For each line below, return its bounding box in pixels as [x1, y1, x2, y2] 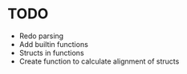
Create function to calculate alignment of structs [18, 56, 180, 66]
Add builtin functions [18, 39, 89, 49]
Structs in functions [18, 48, 85, 57]
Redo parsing [18, 31, 64, 41]
